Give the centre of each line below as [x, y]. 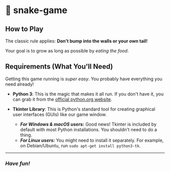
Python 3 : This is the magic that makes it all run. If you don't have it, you [88, 94]
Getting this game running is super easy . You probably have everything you [84, 79]
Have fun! [18, 163]
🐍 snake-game [36, 10]
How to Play [25, 29]
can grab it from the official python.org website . [62, 99]
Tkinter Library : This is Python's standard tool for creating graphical [84, 109]
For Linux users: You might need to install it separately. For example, [92, 140]
